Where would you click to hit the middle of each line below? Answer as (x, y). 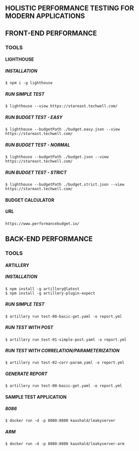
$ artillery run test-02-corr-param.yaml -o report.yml (65, 363)
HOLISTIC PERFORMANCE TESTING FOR (69, 8)
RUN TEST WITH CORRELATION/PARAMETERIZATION (62, 351)
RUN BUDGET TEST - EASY (34, 117)
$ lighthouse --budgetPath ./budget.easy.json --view (63, 129)
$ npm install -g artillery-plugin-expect (50, 293)
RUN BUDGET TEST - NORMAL (38, 144)
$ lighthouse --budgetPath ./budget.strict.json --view (65, 185)
